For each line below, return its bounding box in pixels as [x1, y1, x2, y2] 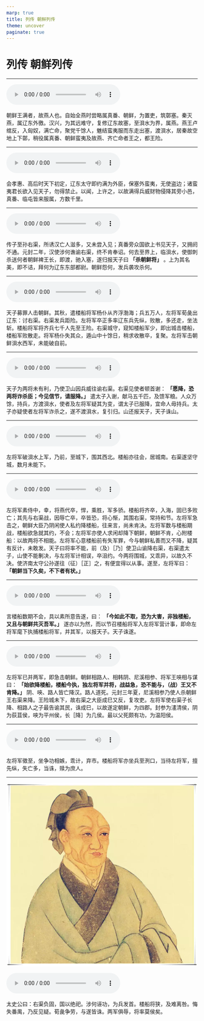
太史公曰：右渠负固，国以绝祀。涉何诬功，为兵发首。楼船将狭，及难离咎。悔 [6, 1000, 198, 1008]
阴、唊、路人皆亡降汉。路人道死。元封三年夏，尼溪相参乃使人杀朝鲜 [26, 689, 197, 696]
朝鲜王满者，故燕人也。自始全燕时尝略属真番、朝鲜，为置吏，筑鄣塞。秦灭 [6, 112, 192, 119]
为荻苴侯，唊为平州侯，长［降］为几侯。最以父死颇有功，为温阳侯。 [6, 711, 177, 719]
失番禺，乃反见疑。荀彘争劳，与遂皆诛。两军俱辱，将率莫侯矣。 [6, 1008, 166, 1015]
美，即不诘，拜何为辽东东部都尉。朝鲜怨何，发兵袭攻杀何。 [6, 264, 155, 271]
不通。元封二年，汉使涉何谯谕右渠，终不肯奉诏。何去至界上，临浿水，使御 [6, 248, 192, 256]
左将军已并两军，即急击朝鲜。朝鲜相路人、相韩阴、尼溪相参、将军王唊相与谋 [6, 674, 198, 681]
